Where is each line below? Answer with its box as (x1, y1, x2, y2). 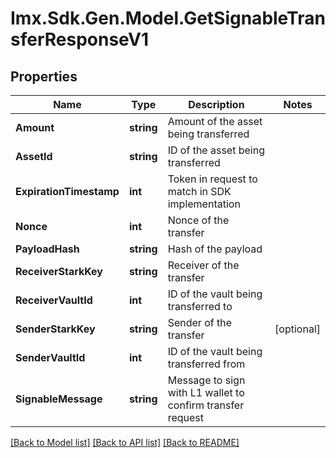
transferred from (167, 357, 246, 371)
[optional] (274, 322, 321, 336)
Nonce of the (167, 213, 230, 227)
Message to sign (167, 373, 246, 387)
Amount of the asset (167, 115, 263, 128)
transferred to (167, 300, 233, 313)
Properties (10, 68, 78, 85)
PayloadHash (15, 242, 80, 256)
